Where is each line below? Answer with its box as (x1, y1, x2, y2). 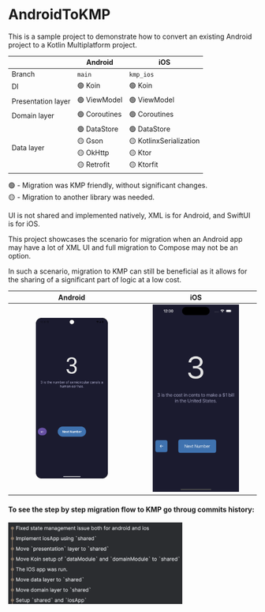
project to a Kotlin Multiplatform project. (8, 40, 138, 49)
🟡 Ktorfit (129, 160, 159, 169)
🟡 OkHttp (77, 148, 110, 157)
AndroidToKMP (8, 6, 111, 24)
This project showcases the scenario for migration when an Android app (8, 235, 243, 244)
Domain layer (11, 111, 55, 120)
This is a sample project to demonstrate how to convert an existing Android (8, 32, 252, 41)
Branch (11, 69, 35, 78)
